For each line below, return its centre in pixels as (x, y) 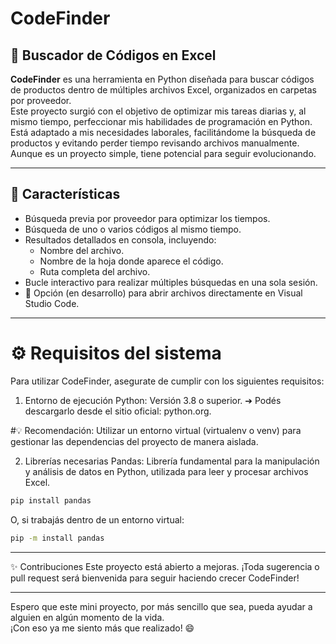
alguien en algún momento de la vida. (87, 617)
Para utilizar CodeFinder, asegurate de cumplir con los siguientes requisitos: (167, 381)
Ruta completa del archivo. (95, 271)
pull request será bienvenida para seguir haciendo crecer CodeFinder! (155, 578)
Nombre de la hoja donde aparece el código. (131, 261)
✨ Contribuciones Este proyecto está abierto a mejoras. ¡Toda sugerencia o (165, 566)
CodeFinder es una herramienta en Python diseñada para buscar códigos (162, 79)
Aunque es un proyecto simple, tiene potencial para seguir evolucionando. (163, 153)
